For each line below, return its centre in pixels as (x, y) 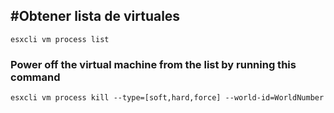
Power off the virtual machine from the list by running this (153, 64)
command (35, 77)
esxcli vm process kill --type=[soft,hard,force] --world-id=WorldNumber (167, 98)
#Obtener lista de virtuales (95, 16)
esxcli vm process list (60, 39)
